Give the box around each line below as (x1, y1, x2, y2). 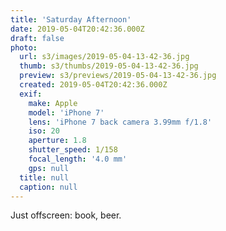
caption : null (19, 182, 78, 192)
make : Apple (28, 98, 78, 108)
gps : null (28, 163, 70, 173)
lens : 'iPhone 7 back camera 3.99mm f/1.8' (28, 117, 213, 127)
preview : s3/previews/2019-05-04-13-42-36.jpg (19, 71, 217, 81)
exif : (19, 89, 43, 99)
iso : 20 (28, 126, 60, 136)
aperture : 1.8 (28, 136, 87, 146)
